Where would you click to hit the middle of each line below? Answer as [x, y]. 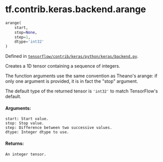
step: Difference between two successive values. [59, 128]
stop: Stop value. [25, 123]
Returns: [15, 143]
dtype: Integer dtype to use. [37, 132]
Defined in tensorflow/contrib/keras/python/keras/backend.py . [72, 56]
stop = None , [26, 32]
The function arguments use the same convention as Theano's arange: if [81, 76]
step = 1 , [22, 37]
